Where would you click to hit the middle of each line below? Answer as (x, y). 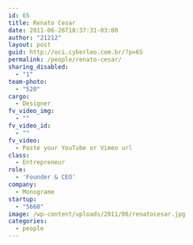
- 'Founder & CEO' (46, 177)
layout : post (30, 45)
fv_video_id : (30, 126)
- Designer (33, 104)
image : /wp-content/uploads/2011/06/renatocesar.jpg (97, 214)
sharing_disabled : (38, 67)
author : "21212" (35, 38)
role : (17, 170)
